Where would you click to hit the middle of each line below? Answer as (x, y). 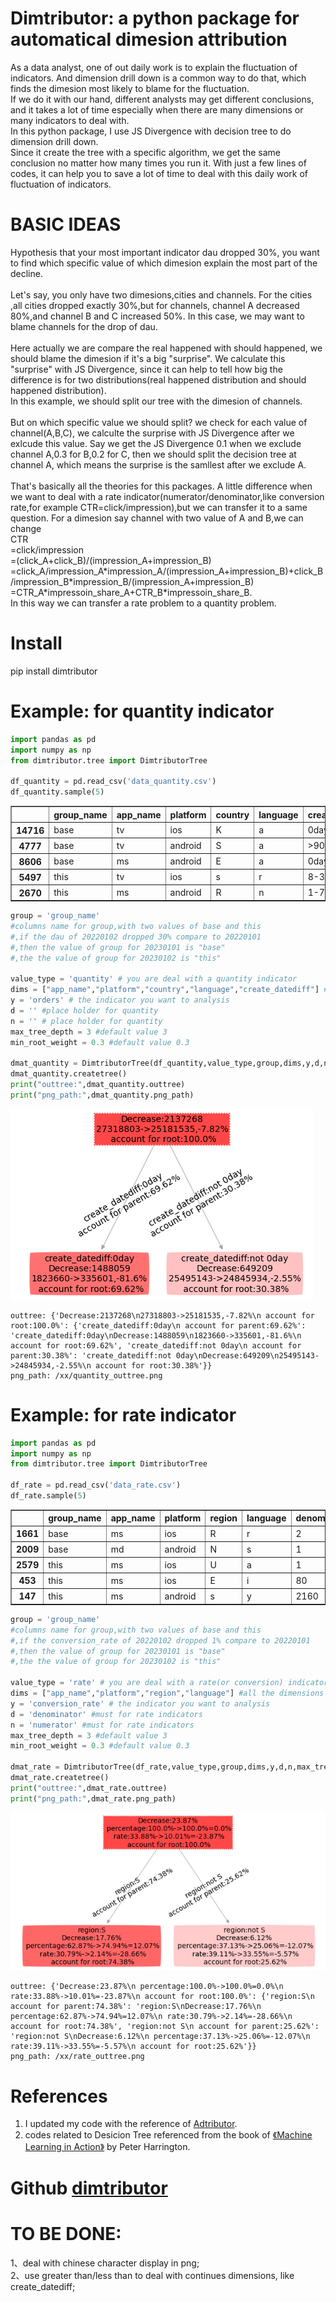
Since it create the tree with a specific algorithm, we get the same (146, 152)
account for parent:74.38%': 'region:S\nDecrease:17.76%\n (136, 2007)
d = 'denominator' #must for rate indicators (106, 1714)
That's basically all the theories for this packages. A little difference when (161, 486)
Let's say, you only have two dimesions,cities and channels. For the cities (161, 294)
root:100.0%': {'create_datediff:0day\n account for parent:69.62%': (158, 1325)
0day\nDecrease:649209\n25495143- (247, 1355)
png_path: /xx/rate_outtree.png (77, 2057)
